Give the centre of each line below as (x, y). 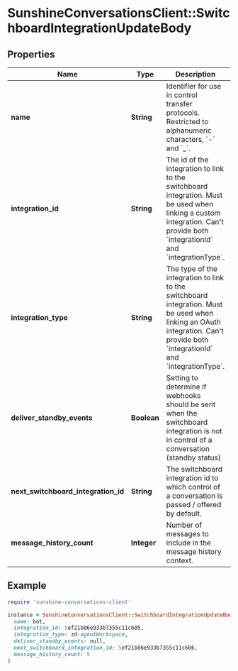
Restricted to (187, 122)
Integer (143, 543)
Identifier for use (194, 86)
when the (182, 413)
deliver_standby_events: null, (60, 641)
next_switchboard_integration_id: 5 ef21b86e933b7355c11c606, (106, 648)
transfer (179, 104)
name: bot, (30, 621)
